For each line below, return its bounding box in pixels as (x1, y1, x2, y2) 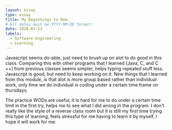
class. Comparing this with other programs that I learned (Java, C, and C (5, 60, 159, 66)
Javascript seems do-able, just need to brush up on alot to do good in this (5, 55, 162, 61)
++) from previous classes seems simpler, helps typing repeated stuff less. (5, 65, 164, 71)
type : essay (5, 12, 31, 17)
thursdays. (5, 87, 28, 93)
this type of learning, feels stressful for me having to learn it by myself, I (5, 113, 158, 119)
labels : (5, 31, 22, 36)
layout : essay (5, 7, 36, 13)
